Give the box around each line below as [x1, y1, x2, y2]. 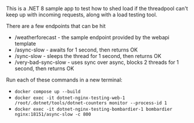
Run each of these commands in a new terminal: [6, 76, 123, 83]
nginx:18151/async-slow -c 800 [14, 111, 91, 117]
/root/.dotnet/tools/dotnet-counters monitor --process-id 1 [14, 100, 168, 106]
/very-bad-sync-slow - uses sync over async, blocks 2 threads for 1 [14, 59, 179, 66]
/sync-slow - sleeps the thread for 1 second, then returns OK [14, 53, 162, 59]
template [14, 40, 36, 47]
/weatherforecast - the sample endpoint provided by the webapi [14, 34, 170, 40]
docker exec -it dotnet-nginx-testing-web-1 [14, 95, 125, 101]
